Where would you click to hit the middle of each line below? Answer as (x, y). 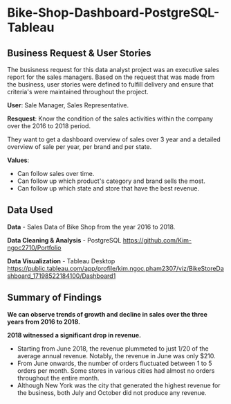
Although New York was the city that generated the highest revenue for (119, 385)
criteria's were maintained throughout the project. (78, 92)
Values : (18, 160)
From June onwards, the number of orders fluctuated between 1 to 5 (114, 363)
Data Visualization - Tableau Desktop (61, 261)
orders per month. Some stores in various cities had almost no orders (116, 370)
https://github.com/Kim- (157, 240)
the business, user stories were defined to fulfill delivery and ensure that (110, 84)
